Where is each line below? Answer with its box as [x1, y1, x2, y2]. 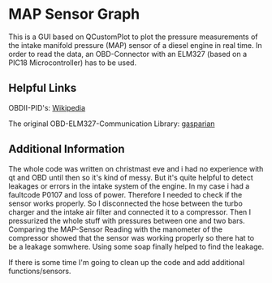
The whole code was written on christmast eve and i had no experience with [8, 163, 264, 173]
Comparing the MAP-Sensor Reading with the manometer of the [8, 224, 223, 234]
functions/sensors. [8, 266, 71, 276]
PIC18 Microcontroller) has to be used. [8, 58, 136, 67]
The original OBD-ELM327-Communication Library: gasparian [8, 119, 215, 128]
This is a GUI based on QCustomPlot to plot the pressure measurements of [8, 32, 258, 41]
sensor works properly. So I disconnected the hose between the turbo [8, 198, 244, 208]
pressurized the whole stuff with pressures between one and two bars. [8, 216, 245, 225]
